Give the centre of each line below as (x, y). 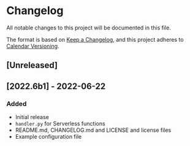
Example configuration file (48, 137)
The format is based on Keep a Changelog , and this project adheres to (95, 39)
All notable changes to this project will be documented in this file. (89, 28)
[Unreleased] (32, 65)
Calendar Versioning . (33, 46)
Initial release (32, 117)
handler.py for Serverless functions (60, 124)
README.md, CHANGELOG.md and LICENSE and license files (93, 130)
